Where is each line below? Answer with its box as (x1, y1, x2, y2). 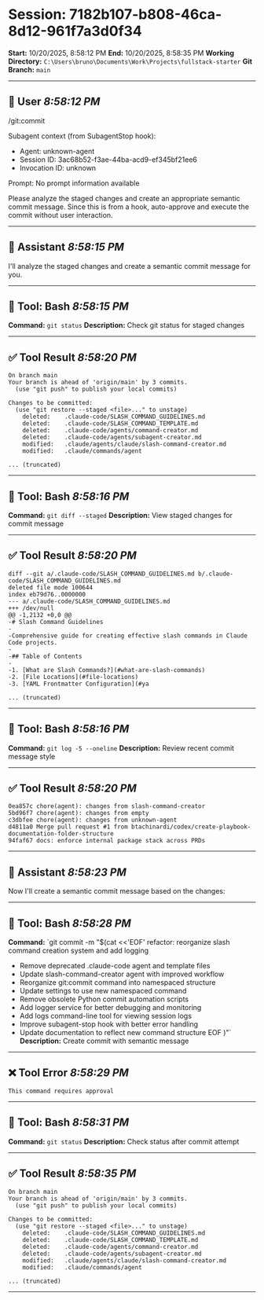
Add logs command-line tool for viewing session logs (19, 1012, 192, 1021)
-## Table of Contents (8, 652, 82, 660)
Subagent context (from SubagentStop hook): (8, 131, 156, 141)
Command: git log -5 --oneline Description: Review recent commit (8, 743, 234, 752)
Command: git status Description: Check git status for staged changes (8, 321, 245, 330)
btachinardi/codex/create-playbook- (130, 823, 251, 831)
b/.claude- (197, 570, 234, 578)
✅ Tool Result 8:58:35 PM (8, 1167, 137, 1181)
